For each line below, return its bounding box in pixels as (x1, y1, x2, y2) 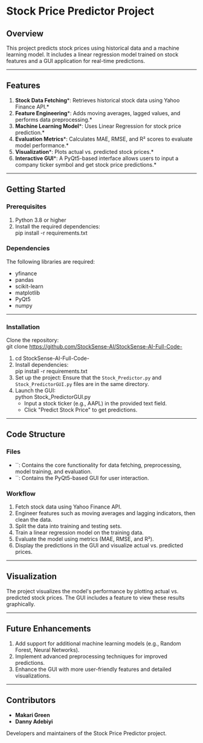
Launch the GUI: (14, 387, 56, 395)
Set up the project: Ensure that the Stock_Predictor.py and (14, 374, 162, 381)
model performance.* (14, 141, 69, 149)
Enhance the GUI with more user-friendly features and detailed (14, 665, 172, 673)
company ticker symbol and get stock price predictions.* (14, 161, 157, 168)
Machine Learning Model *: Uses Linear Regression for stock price (14, 122, 181, 130)
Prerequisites (6, 202, 47, 211)
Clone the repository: (6, 336, 59, 344)
